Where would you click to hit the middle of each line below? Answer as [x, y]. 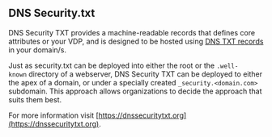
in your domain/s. [38, 50]
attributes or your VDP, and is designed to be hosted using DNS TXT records [136, 41]
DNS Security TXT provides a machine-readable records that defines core [132, 32]
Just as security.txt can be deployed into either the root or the [112, 65]
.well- [227, 66]
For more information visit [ [53, 115]
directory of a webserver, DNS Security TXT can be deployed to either [145, 74]
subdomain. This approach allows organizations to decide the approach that [135, 91]
